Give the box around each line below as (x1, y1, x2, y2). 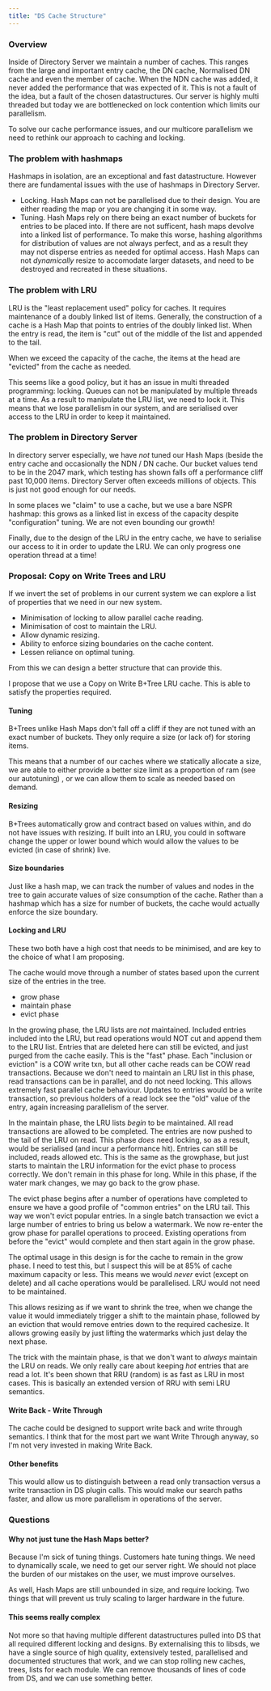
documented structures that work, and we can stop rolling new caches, (8, 1655, 246, 1666)
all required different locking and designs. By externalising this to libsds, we (8, 1638, 260, 1648)
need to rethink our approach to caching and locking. (8, 133, 186, 142)
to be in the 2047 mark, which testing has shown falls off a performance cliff (8, 467, 264, 477)
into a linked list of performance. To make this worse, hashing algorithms (19, 230, 263, 239)
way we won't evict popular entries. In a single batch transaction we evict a (8, 1211, 259, 1220)
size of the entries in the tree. (8, 976, 107, 986)
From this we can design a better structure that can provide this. (8, 663, 222, 673)
